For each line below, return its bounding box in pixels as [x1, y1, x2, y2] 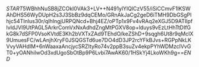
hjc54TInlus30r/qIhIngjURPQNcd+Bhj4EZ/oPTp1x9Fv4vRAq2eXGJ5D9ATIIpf [6, 18, 193, 24]
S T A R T [6, 5, 23, 12]
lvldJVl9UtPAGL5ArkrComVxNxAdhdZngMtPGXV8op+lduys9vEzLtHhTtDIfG [6, 24, 191, 31]
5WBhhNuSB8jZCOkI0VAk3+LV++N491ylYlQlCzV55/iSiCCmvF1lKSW [23, 5, 191, 12]
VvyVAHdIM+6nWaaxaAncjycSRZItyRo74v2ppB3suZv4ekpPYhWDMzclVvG [6, 43, 191, 50]
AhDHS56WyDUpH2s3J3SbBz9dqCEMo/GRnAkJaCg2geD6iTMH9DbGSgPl [6, 11, 192, 18]
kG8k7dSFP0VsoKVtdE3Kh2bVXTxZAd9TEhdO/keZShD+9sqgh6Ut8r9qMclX [6, 30, 194, 37]
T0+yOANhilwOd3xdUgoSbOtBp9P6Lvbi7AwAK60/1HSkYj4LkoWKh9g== [6, 49, 184, 56]
